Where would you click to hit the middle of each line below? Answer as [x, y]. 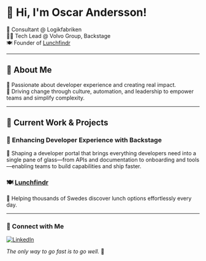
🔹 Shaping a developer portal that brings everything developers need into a [101, 153]
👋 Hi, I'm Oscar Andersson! [77, 13]
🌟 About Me [29, 70]
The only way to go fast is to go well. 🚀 [55, 252]
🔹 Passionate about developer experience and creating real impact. [91, 84]
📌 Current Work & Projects [57, 123]
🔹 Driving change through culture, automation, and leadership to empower [100, 91]
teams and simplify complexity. [45, 98]
